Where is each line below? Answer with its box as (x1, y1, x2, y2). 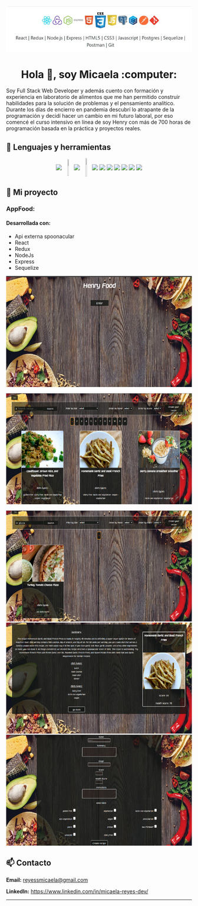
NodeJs (14, 252, 34, 259)
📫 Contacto (6, 858, 51, 868)
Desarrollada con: (6, 220, 51, 227)
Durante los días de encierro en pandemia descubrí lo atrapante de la (6, 106, 174, 113)
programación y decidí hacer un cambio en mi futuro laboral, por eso (6, 112, 173, 120)
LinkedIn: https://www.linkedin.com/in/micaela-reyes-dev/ (6, 888, 148, 895)
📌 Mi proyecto (6, 187, 58, 197)
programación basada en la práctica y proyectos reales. (6, 125, 141, 132)
